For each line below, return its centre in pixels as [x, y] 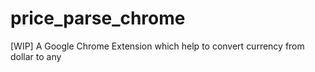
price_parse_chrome [98, 18]
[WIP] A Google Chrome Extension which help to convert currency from [157, 46]
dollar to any [36, 56]
